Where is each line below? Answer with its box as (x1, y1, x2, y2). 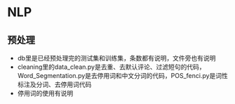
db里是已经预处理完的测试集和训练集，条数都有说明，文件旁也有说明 (17, 54, 216, 62)
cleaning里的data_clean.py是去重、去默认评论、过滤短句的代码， (17, 63, 206, 71)
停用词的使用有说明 (17, 89, 74, 97)
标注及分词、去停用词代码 (17, 80, 92, 89)
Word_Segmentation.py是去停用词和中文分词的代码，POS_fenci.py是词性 (17, 72, 228, 79)
